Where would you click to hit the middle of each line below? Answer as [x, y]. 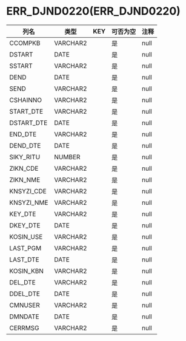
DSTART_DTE [28, 123]
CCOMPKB [25, 43]
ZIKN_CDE [24, 168]
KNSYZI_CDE [28, 191]
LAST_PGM [25, 248]
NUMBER [67, 157]
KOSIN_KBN [27, 270]
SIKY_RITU [25, 157]
